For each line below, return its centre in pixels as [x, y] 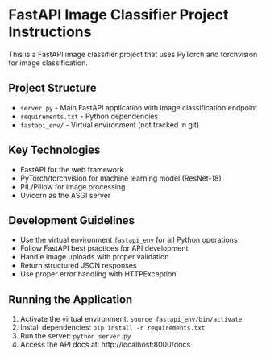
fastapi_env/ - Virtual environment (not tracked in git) [110, 125]
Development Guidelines [72, 220]
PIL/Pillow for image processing [73, 186]
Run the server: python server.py [75, 336]
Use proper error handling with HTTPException [98, 274]
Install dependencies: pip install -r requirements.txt [112, 327]
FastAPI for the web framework [72, 169]
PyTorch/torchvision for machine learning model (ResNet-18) [121, 178]
